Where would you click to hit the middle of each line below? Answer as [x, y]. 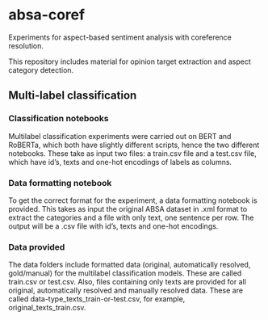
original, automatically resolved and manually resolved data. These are [126, 291]
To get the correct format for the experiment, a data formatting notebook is [133, 200]
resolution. [26, 45]
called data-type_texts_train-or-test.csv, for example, [97, 299]
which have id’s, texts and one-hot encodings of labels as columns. [120, 162]
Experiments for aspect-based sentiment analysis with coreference [120, 37]
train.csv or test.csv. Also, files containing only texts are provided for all [127, 282]
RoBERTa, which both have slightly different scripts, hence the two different [134, 145]
